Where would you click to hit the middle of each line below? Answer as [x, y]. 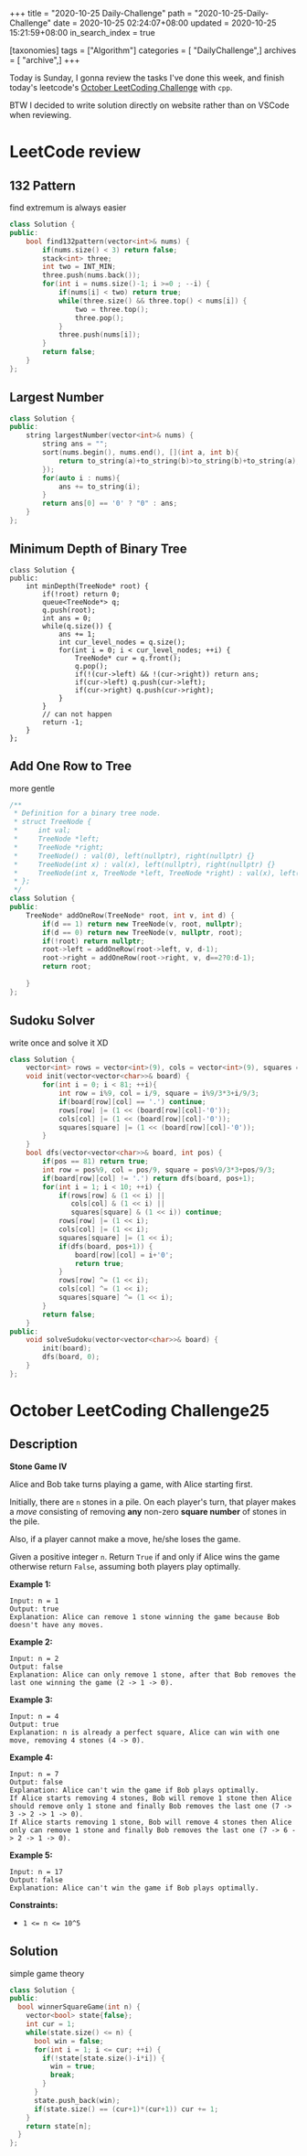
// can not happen [77, 714]
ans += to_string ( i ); [100, 487]
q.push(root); [69, 610]
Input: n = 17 [37, 1872]
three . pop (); [100, 318]
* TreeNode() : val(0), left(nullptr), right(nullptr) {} [134, 856]
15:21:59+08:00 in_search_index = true [82, 32]
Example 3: [31, 1700]
